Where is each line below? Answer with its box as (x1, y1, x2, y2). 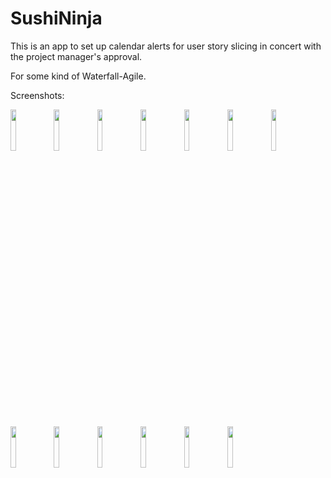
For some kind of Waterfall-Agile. (10, 70, 147, 82)
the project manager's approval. (10, 50, 143, 62)
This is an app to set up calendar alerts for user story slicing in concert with (10, 40, 322, 52)
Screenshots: (10, 89, 65, 101)
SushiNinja (10, 7, 103, 30)
